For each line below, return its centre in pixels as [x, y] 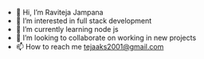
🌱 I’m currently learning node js [67, 29]
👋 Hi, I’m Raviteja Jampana [59, 12]
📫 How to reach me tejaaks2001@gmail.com [90, 47]
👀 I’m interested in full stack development [84, 21]
